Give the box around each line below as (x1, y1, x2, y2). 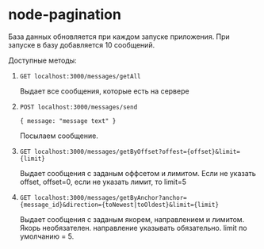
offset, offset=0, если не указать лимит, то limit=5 (19, 177, 187, 186)
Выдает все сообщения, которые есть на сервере (19, 86, 189, 96)
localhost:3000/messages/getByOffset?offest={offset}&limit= (34, 147, 240, 155)
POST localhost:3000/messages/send (19, 103, 138, 111)
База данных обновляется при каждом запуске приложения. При (8, 32, 230, 41)
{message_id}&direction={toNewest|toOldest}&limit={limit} (19, 201, 220, 209)
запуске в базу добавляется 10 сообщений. (8, 40, 155, 49)
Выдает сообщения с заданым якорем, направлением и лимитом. (19, 214, 245, 224)
